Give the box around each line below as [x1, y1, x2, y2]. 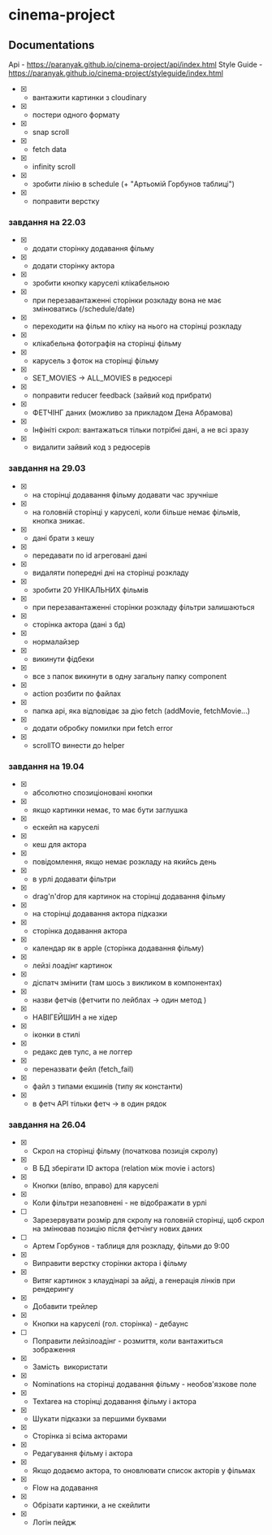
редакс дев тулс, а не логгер [32, 1046, 132, 1056]
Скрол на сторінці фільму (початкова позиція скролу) [32, 1146, 218, 1156]
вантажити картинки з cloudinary [32, 93, 148, 102]
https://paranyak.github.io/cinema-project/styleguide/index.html [8, 68, 223, 78]
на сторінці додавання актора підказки [32, 908, 168, 918]
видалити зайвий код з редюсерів [32, 442, 151, 452]
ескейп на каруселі [32, 822, 100, 832]
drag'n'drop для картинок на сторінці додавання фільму [32, 891, 226, 901]
